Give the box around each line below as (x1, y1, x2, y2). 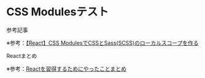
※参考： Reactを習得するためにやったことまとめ (6, 65, 127, 73)
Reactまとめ (6, 52, 37, 59)
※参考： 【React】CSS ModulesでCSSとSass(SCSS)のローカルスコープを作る (6, 39, 199, 46)
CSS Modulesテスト (6, 5, 109, 19)
